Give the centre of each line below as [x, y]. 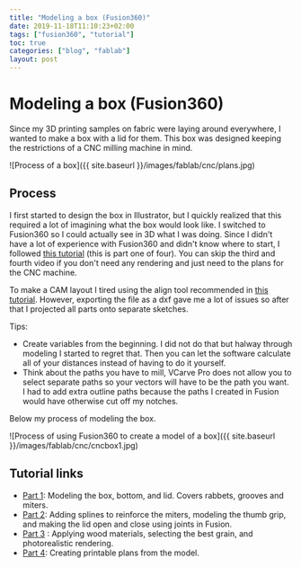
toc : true [28, 43]
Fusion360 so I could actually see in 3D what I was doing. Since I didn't [141, 234]
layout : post [34, 59]
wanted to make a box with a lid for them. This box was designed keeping [145, 138]
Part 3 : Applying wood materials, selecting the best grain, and [137, 533]
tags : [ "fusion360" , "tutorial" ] [72, 34]
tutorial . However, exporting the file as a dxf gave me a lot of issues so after [149, 299]
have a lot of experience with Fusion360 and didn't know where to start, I [145, 244]
